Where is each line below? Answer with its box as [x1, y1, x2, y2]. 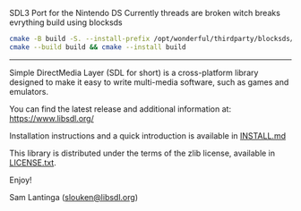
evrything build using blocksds [9, 17, 123, 28]
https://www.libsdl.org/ [9, 113, 94, 123]
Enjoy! [9, 174, 33, 185]
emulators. [9, 86, 49, 97]
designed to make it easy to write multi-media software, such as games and [9, 76, 289, 88]
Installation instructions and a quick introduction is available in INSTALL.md [9, 130, 287, 141]
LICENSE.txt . [9, 156, 56, 168]
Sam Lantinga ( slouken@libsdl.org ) [9, 191, 139, 202]
